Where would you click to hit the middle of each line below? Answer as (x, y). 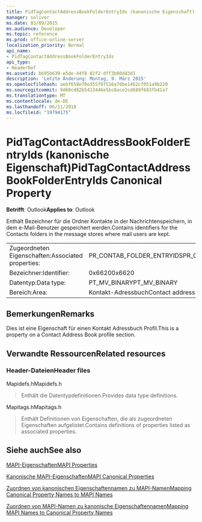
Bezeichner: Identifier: (40, 273)
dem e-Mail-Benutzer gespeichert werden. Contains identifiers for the (92, 228)
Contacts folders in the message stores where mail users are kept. (88, 234)
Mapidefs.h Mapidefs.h (34, 384)
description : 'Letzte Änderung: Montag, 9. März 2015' (76, 79)
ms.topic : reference (32, 34)
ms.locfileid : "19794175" (38, 112)
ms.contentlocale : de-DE (37, 101)
